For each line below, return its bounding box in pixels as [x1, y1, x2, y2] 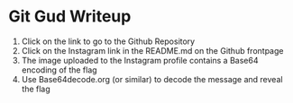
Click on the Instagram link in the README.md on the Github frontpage [21, 45, 284, 56]
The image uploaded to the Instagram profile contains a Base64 [21, 55, 259, 65]
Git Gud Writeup [8, 6, 132, 27]
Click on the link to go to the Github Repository [21, 36, 196, 47]
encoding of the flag [21, 64, 97, 75]
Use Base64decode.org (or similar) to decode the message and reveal [21, 73, 283, 84]
